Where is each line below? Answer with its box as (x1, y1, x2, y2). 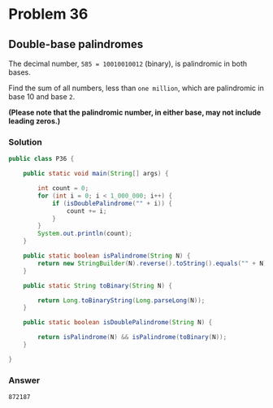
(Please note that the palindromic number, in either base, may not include (8, 107, 262, 117)
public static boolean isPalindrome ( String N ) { (23, 252, 191, 260)
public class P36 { (8, 155, 75, 163)
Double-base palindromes (8, 37, 144, 51)
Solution (8, 136, 43, 147)
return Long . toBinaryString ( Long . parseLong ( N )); (37, 296, 206, 305)
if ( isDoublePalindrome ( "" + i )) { (51, 199, 173, 207)
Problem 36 (8, 5, 89, 24)
